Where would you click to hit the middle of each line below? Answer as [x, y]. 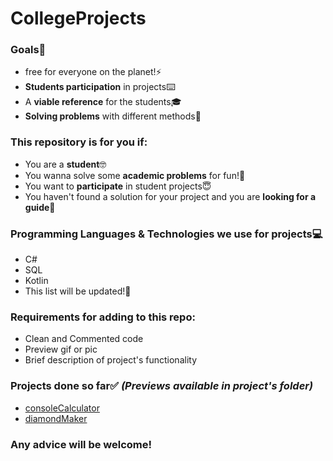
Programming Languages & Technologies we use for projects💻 [166, 234]
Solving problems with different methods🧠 [113, 116]
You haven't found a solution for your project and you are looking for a [170, 196]
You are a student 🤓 [65, 164]
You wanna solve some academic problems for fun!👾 [135, 175]
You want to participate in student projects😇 [118, 186]
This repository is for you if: [79, 142]
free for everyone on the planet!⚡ [93, 72]
